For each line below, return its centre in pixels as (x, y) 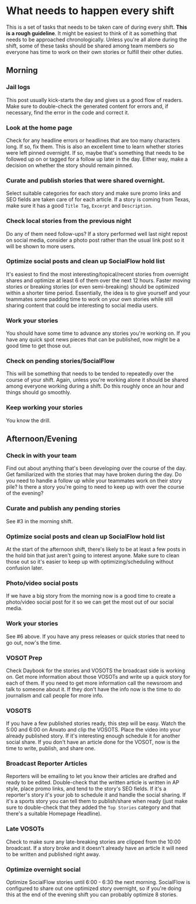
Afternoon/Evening (42, 439)
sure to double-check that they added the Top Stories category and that (94, 807)
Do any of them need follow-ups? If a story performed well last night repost (97, 233)
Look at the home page (39, 127)
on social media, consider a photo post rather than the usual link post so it (95, 240)
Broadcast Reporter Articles (47, 764)
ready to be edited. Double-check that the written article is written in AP (93, 783)
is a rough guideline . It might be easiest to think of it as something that (92, 33)
